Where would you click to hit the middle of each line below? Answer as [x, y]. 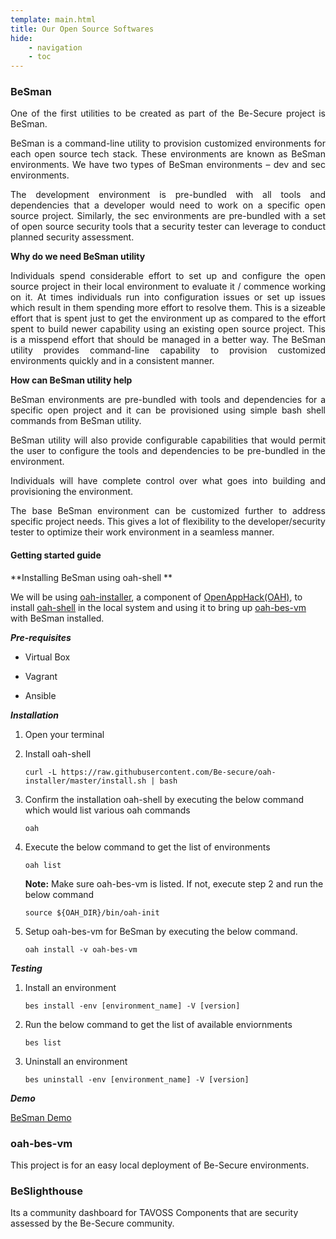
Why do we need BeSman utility [78, 257]
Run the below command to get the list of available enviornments [158, 1024]
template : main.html [53, 19]
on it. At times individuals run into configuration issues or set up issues [168, 297]
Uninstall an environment [76, 1061]
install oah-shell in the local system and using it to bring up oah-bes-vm [158, 607]
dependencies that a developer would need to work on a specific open [168, 205]
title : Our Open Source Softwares [82, 29]
